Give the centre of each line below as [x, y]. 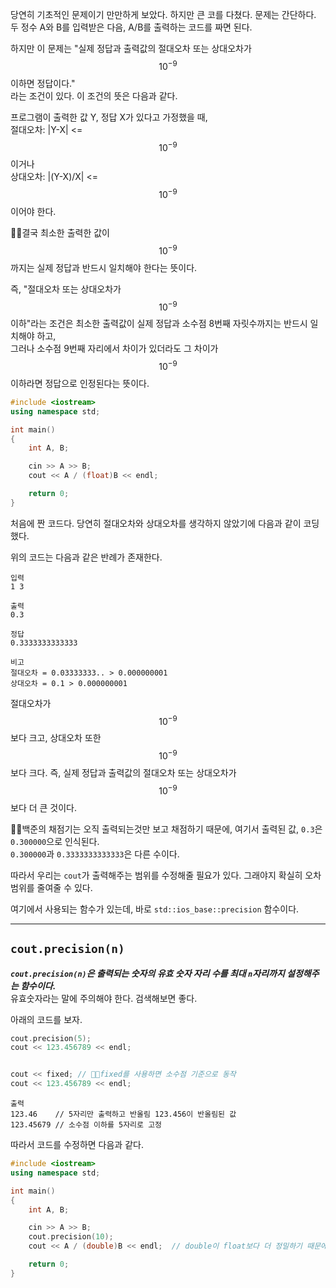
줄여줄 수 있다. [64, 887]
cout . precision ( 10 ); [71, 1237]
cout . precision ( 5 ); [51, 1038]
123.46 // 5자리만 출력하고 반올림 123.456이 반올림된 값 [123, 1114]
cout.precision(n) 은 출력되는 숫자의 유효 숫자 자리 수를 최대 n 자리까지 [147, 973]
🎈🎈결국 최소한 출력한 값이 [60, 232]
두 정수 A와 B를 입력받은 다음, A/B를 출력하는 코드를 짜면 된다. [131, 27]
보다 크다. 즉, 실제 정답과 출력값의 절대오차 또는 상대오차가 [123, 773]
